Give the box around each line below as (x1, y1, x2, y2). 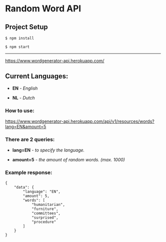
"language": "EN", (23, 189, 61, 194)
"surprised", (31, 215, 58, 220)
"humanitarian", (31, 202, 65, 207)
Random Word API (5, 3, 82, 14)
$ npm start (5, 45, 30, 49)
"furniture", (31, 206, 58, 211)
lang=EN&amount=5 (5, 124, 46, 130)
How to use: (5, 107, 35, 114)
